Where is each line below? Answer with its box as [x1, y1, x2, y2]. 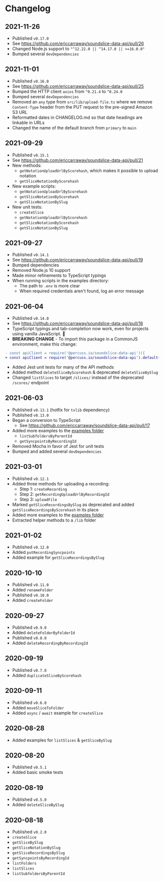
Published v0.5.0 [12, 796, 47, 802]
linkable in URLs [12, 119, 45, 125]
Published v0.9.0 [12, 624, 47, 631]
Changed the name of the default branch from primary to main [12, 125, 137, 131]
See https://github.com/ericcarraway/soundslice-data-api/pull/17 [19, 422, 150, 428]
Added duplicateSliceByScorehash [12, 672, 82, 678]
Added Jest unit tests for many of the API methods [12, 364, 114, 370]
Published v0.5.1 [12, 764, 47, 770]
